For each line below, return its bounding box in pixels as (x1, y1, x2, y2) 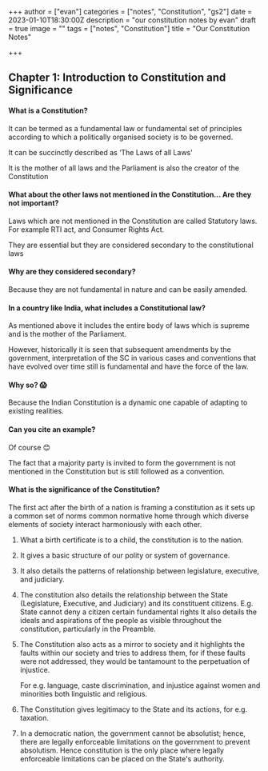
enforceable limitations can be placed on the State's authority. (19, 753, 226, 763)
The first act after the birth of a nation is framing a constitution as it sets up (8, 502, 256, 512)
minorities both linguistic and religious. (19, 689, 148, 698)
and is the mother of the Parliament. (8, 330, 126, 339)
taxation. (19, 713, 50, 722)
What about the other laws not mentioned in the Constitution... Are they (8, 190, 252, 199)
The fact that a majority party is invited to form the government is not (8, 457, 236, 467)
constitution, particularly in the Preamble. (19, 624, 156, 633)
